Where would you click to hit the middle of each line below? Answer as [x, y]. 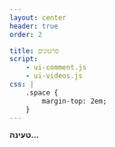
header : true [34, 26]
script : [24, 60]
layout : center [38, 18]
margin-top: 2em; [74, 101]
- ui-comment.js [57, 68]
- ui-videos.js [54, 76]
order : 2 [26, 34]
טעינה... [24, 135]
